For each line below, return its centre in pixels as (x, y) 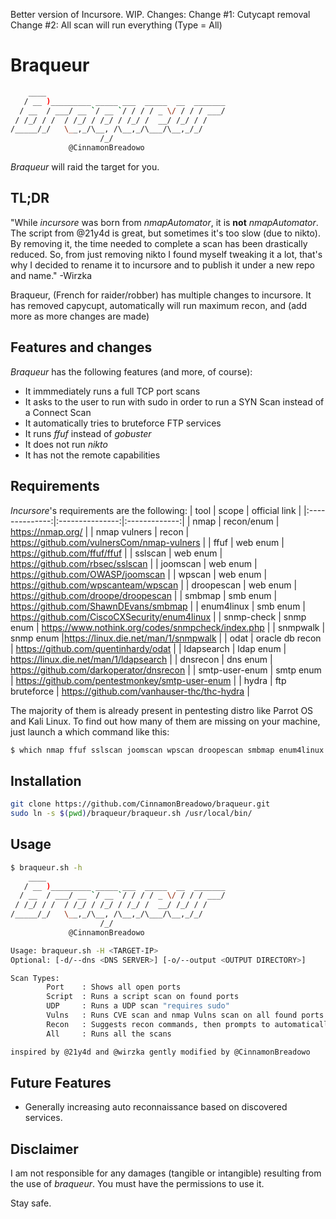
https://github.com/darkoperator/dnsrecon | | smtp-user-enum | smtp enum (166, 670)
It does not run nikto (66, 444)
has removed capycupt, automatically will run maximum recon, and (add (159, 305)
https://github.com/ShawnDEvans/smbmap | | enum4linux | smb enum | (158, 606)
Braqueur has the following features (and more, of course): (131, 371)
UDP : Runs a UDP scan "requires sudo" (138, 1006)
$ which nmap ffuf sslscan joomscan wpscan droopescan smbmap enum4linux (167, 750)
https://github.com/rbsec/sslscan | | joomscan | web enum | (134, 563)
